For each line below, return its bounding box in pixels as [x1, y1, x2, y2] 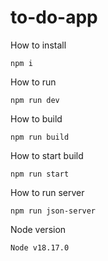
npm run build [10, 132, 70, 142]
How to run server [10, 186, 85, 198]
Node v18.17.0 [10, 242, 70, 253]
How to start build [10, 149, 84, 161]
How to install [10, 39, 67, 51]
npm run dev [10, 95, 60, 105]
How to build [10, 112, 63, 125]
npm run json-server [10, 206, 97, 216]
